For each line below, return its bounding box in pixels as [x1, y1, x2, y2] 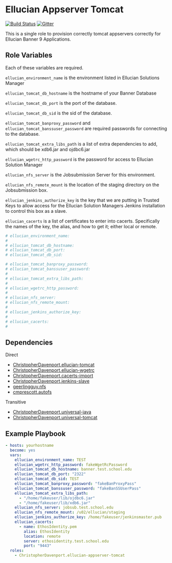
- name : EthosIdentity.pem [18, 524, 77, 529]
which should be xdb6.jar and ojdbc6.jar [5, 146, 90, 152]
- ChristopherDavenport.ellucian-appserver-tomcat [14, 553, 125, 558]
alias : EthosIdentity [24, 529, 70, 534]
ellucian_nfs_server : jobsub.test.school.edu [14, 505, 114, 510]
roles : [10, 548, 24, 553]
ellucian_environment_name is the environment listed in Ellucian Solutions [5, 75, 160, 81]
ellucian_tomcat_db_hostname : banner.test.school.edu [14, 467, 132, 472]
